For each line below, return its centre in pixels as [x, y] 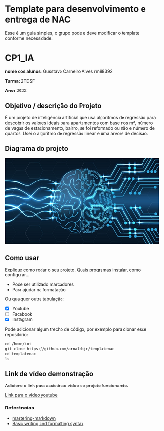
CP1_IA [20, 58]
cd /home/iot [18, 344]
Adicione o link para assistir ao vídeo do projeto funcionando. [67, 386]
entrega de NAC [38, 19]
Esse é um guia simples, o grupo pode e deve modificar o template [72, 33]
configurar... [17, 275]
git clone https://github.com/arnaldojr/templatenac [60, 349]
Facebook [22, 314]
